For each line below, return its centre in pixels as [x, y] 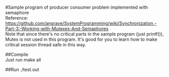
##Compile [17, 54]
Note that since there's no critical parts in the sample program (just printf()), [84, 34]
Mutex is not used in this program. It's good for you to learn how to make [81, 39]
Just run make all [23, 60]
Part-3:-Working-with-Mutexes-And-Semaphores [57, 29]
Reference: [17, 18]
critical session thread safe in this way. [46, 45]
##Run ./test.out [22, 69]
